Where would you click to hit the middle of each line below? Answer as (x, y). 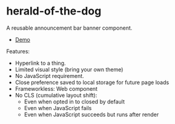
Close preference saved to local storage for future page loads (92, 82)
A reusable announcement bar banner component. (69, 28)
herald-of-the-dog (54, 11)
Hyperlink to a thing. (40, 63)
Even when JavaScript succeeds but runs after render (91, 114)
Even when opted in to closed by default (74, 102)
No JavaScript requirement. (49, 76)
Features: (18, 51)
